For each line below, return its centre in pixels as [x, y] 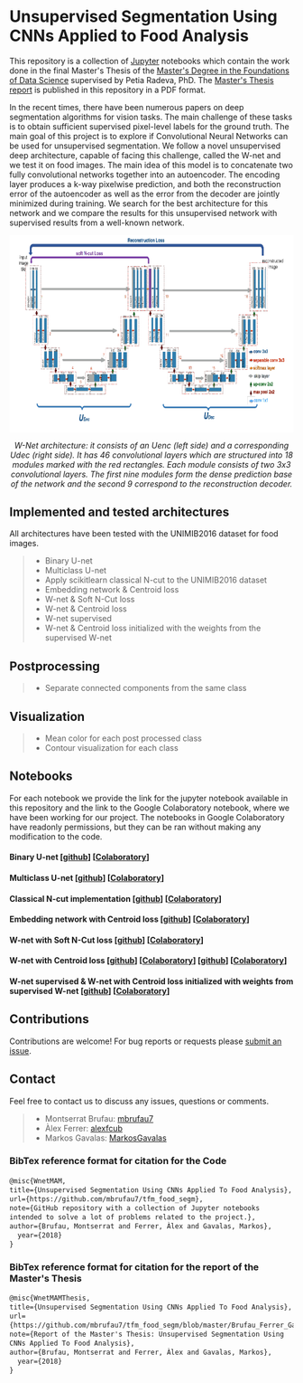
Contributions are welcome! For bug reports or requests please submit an [146, 1041]
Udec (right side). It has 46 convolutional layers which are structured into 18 [151, 455]
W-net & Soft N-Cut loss [90, 600]
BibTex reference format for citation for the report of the [134, 1266]
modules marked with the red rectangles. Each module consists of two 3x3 [151, 464]
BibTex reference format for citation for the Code [118, 1161]
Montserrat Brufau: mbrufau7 [99, 1118]
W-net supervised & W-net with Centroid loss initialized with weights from [151, 981]
